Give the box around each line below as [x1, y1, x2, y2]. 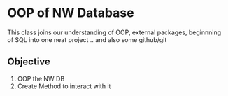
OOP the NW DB [17, 74, 65, 83]
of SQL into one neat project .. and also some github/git [7, 35, 167, 43]
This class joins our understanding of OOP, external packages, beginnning [7, 28, 222, 36]
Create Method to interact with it [17, 82, 111, 90]
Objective [7, 56, 51, 68]
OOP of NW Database [7, 5, 134, 21]
